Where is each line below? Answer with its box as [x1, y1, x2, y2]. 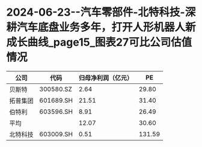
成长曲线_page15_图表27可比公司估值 [6, 35, 192, 49]
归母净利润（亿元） [78, 73, 133, 82]
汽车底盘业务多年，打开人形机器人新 [17, 20, 197, 34]
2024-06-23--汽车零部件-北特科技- [6, 5, 185, 19]
